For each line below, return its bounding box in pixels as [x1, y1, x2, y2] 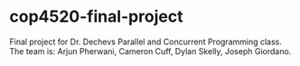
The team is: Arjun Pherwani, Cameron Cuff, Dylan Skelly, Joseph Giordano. [9, 45, 292, 56]
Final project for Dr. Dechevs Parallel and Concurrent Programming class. [9, 36, 283, 47]
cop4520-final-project [9, 6, 183, 27]
